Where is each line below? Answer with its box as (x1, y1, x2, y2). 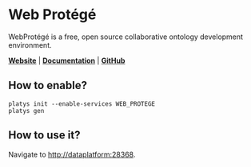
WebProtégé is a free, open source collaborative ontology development (8, 32, 244, 41)
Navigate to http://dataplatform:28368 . (8, 150, 136, 159)
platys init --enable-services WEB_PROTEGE (8, 99, 156, 108)
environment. (8, 40, 52, 49)
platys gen (8, 107, 45, 115)
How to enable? (8, 79, 88, 92)
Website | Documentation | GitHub (8, 56, 125, 65)
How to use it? (8, 129, 81, 142)
